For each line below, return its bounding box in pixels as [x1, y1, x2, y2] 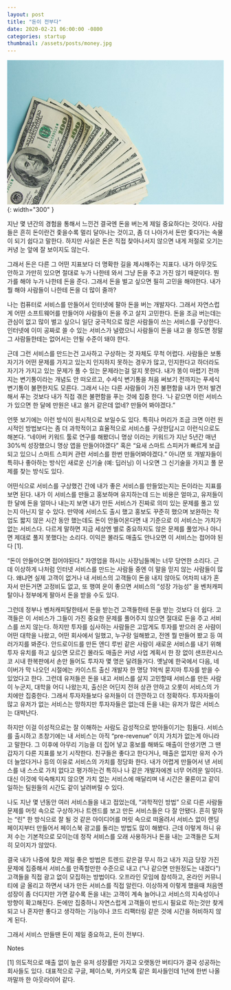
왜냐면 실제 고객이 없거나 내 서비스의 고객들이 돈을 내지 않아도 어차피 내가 [16, 574, 212, 582]
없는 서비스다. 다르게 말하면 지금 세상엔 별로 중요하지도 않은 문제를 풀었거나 [7, 525, 209, 533]
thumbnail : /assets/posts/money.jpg [7, 40, 112, 47]
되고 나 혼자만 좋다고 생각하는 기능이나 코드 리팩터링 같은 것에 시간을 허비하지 [7, 907, 214, 916]
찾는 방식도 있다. [19, 467, 64, 476]
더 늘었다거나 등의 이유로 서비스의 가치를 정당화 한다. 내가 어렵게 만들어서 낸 [7, 758, 211, 766]
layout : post [7, 11, 45, 18]
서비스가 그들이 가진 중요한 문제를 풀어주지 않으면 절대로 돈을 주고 [32, 614, 209, 622]
